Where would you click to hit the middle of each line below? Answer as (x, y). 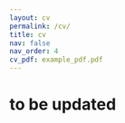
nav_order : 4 (34, 52)
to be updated (63, 104)
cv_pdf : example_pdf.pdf (56, 60)
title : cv (28, 34)
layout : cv (30, 18)
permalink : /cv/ (40, 26)
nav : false (30, 43)
